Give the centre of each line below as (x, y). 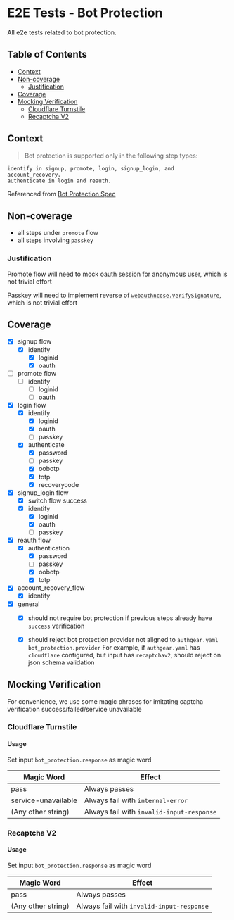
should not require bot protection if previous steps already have (120, 618)
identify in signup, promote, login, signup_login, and (91, 168)
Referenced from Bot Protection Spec (61, 194)
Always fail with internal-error (136, 800)
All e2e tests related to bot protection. (62, 32)
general (28, 604)
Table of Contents (47, 55)
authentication (49, 548)
